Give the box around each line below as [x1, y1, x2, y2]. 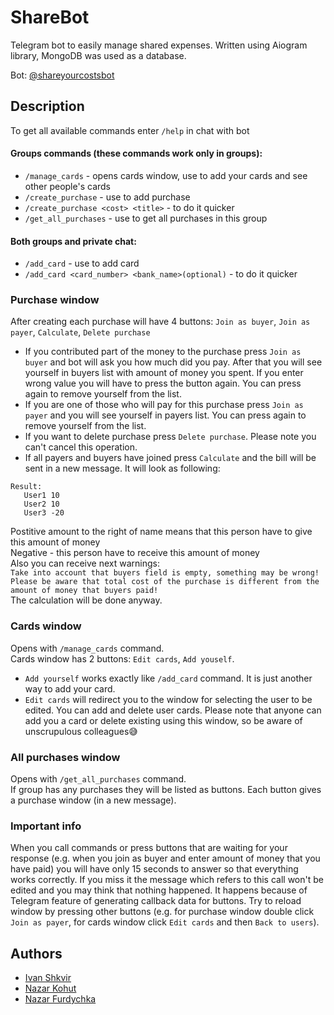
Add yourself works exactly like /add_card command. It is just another [24, 672, 313, 684]
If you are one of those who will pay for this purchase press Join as [24, 399, 304, 411]
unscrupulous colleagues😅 [24, 725, 138, 737]
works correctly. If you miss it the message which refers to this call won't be [10, 874, 324, 886]
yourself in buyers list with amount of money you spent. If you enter [24, 367, 304, 379]
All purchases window [10, 750, 121, 764]
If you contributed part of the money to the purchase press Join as [24, 346, 302, 358]
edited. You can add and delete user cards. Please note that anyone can [24, 704, 322, 716]
